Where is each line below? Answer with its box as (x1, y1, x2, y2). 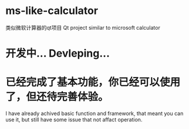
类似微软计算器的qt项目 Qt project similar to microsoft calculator (5, 24, 161, 31)
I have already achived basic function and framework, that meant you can (5, 110, 184, 117)
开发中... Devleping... (5, 47, 110, 60)
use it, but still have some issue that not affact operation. (5, 116, 143, 123)
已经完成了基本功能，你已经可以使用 (5, 76, 181, 89)
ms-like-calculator (5, 4, 98, 18)
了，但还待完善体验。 (5, 90, 109, 103)
